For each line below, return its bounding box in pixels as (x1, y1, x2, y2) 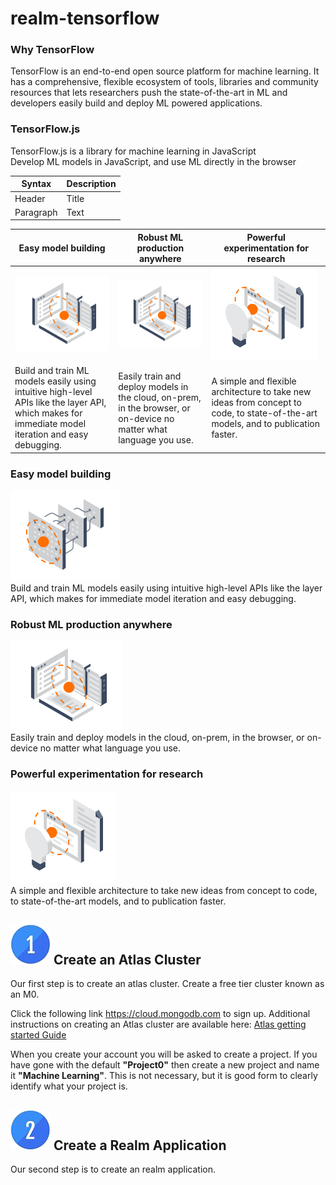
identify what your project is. (10, 1080, 128, 1092)
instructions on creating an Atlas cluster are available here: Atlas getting (10, 1018, 307, 1031)
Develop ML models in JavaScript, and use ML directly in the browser (10, 155, 297, 167)
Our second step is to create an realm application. (10, 1163, 216, 1176)
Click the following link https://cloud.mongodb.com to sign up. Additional (10, 1008, 311, 1020)
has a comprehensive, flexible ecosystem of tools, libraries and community (10, 76, 319, 88)
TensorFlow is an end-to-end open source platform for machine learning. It (10, 65, 320, 77)
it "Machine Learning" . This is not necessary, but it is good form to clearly (10, 1070, 318, 1082)
